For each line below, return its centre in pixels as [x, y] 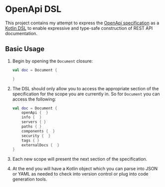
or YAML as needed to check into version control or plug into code [80, 174]
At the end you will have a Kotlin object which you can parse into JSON [85, 169]
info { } [32, 118]
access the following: [34, 99]
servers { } [34, 122]
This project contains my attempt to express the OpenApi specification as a [82, 23]
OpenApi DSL [33, 9]
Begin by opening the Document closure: [52, 61]
